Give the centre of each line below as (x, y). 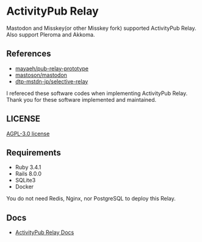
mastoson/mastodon (41, 75)
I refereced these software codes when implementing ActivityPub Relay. (97, 93)
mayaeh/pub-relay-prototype (52, 68)
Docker (24, 187)
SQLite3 (25, 180)
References (29, 54)
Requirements (34, 153)
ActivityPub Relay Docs (45, 232)
